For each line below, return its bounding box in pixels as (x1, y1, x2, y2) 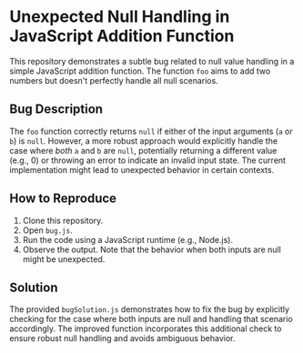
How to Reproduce (9, 191, 116, 207)
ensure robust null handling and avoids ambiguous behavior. (9, 333, 236, 344)
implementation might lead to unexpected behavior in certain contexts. (9, 164, 275, 175)
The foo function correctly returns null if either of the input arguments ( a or (9, 126, 293, 136)
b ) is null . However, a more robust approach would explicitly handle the (9, 135, 278, 146)
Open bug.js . (22, 225, 73, 236)
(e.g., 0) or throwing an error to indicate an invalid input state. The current (9, 155, 287, 166)
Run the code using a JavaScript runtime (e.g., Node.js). (22, 234, 234, 245)
